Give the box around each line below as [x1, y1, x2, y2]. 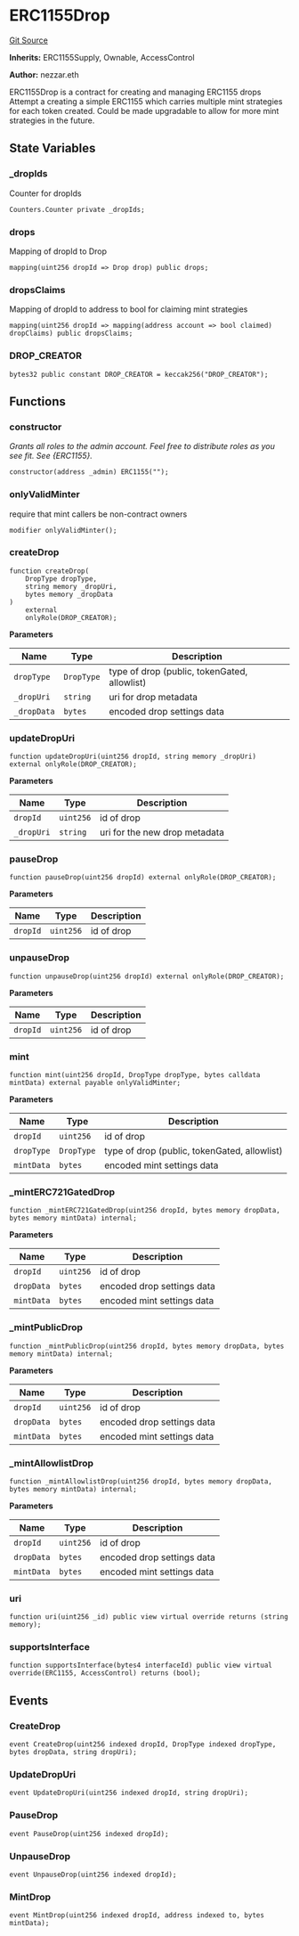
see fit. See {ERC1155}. [9, 451, 93, 462]
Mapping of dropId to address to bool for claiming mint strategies [9, 304, 248, 314]
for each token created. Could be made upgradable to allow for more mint [9, 105, 279, 116]
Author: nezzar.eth [9, 69, 79, 80]
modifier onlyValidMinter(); [9, 526, 117, 535]
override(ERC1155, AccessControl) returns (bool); [9, 1669, 201, 1678]
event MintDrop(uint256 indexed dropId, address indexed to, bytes [9, 1911, 265, 1920]
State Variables [9, 141, 96, 156]
